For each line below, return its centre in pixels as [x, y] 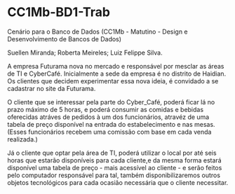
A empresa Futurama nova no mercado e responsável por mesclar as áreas [116, 66]
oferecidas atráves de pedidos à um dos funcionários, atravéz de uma [108, 117]
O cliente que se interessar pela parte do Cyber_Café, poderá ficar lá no [111, 102]
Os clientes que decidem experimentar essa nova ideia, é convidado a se [113, 81]
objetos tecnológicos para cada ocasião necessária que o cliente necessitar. [118, 182]
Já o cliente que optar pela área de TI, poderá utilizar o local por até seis [112, 153]
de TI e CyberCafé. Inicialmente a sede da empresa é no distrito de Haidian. [117, 74]
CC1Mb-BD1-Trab [59, 12]
